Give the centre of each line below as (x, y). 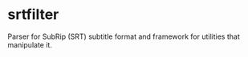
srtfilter (33, 15)
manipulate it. (30, 44)
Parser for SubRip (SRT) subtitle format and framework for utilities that (124, 36)
